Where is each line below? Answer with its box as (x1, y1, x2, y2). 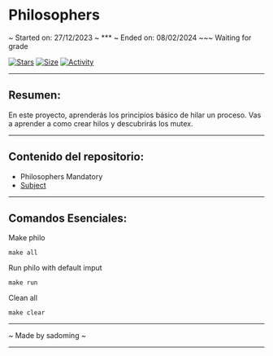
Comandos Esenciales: (8, 211, 128, 225)
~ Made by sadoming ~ (8, 331, 87, 341)
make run (8, 279, 38, 287)
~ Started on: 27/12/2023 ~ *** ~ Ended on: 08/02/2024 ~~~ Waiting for (8, 33, 252, 42)
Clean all (8, 293, 38, 303)
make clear (8, 309, 45, 317)
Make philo (8, 233, 46, 243)
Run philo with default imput (8, 263, 103, 273)
